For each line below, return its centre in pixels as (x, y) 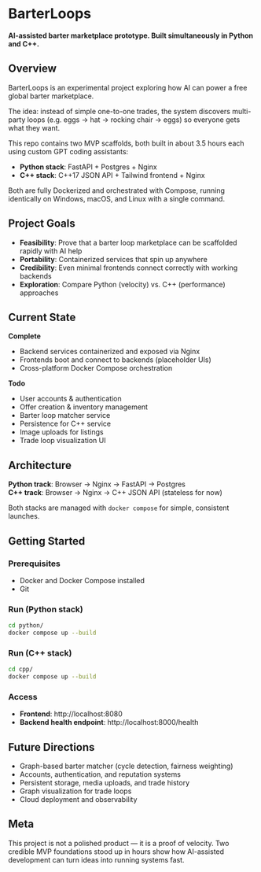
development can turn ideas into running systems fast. (96, 859)
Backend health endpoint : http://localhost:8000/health (109, 722)
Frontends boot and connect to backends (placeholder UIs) (116, 360)
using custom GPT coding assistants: (68, 151)
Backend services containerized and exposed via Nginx (110, 352)
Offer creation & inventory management (83, 407)
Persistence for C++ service (65, 424)
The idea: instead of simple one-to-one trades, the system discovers (119, 111)
